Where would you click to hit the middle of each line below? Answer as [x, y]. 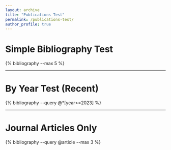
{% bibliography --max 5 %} [35, 64]
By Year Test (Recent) [52, 89]
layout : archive [22, 10]
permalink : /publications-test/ [39, 19]
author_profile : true [28, 24]
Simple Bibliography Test [59, 49]
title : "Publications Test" [35, 15]
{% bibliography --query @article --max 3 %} [53, 142]
